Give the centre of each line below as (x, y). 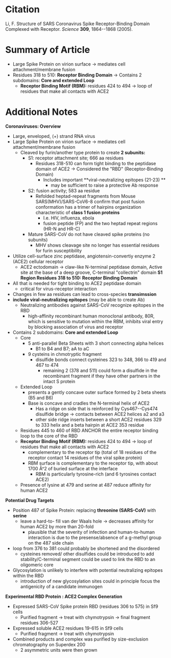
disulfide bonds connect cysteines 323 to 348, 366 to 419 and (101, 360)
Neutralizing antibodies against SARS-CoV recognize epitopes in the (92, 305)
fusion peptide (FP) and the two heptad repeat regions (100, 223)
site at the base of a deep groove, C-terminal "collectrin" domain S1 (91, 272)
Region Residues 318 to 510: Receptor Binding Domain (79, 277)
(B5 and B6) (41, 397)
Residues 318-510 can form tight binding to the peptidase (96, 163)
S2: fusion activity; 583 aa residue (64, 190)
